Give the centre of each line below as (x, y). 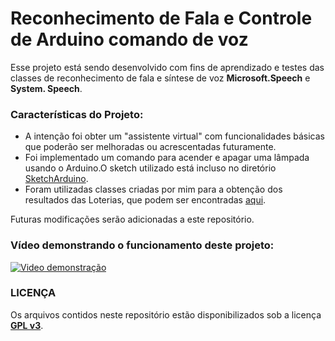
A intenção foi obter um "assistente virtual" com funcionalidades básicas (174, 136)
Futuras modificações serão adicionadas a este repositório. (132, 219)
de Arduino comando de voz (129, 39)
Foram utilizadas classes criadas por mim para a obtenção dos (153, 189)
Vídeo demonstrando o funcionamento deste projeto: (142, 245)
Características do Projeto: (77, 114)
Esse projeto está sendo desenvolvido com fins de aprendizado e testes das (167, 67)
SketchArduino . (56, 179)
